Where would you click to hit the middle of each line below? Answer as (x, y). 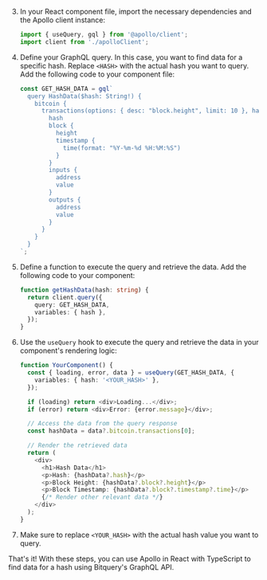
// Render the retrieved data (77, 445)
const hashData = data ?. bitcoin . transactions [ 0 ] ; (111, 431)
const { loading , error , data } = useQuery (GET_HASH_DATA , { (131, 373)
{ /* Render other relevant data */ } (102, 497)
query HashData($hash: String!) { (84, 96)
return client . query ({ (65, 297)
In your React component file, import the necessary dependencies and (136, 12)
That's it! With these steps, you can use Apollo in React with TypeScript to (130, 558)
